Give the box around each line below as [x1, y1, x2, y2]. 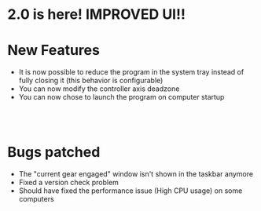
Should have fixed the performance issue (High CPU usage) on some [18, 186, 243, 195]
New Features [7, 42, 100, 60]
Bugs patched [7, 144, 101, 162]
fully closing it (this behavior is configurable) [18, 76, 164, 85]
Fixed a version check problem [18, 178, 119, 187]
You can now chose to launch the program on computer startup [18, 93, 225, 102]
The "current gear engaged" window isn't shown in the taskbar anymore [18, 169, 253, 179]
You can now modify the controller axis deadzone [18, 84, 180, 93]
